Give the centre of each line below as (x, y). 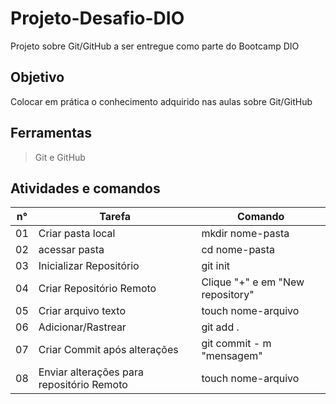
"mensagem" (232, 356)
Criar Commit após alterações (108, 350)
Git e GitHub (60, 157)
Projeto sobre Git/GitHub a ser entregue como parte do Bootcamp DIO (155, 46)
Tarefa (115, 217)
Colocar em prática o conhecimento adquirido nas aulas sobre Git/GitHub (161, 101)
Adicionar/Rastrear (82, 327)
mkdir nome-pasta (245, 234)
